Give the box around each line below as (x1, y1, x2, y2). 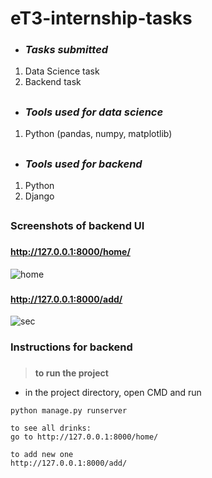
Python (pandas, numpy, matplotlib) (24, 128, 173, 140)
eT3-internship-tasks (10, 7, 193, 30)
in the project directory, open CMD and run (24, 387, 202, 399)
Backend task (24, 76, 82, 88)
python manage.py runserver (10, 406, 128, 416)
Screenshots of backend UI (10, 219, 145, 233)
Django (24, 190, 55, 202)
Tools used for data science (24, 105, 164, 119)
